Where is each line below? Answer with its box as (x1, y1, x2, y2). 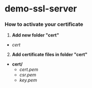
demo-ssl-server (4, 3, 77, 14)
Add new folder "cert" (11, 32, 59, 38)
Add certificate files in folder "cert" (11, 51, 88, 57)
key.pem (19, 77, 37, 83)
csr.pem (19, 72, 36, 78)
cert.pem (19, 66, 38, 72)
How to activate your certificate (4, 21, 83, 28)
